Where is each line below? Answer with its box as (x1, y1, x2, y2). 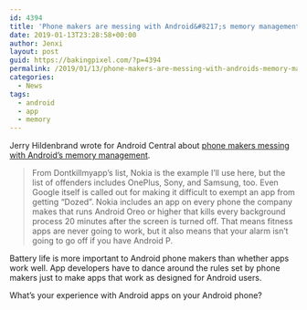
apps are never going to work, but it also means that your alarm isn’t (31, 225, 289, 237)
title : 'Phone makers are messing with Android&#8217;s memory (9, 22, 256, 31)
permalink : (9, 65, 51, 74)
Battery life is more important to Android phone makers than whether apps (9, 253, 290, 264)
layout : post (9, 47, 59, 57)
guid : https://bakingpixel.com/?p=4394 (9, 56, 162, 65)
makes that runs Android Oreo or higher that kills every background (31, 206, 286, 217)
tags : (9, 89, 30, 98)
